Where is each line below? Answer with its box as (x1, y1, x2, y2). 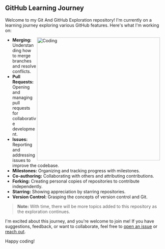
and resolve (12, 63, 36, 69)
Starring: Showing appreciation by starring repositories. (12, 188, 126, 194)
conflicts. (12, 68, 31, 74)
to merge (12, 53, 31, 59)
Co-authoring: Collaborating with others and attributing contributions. (12, 173, 155, 179)
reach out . (5, 228, 26, 234)
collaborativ (12, 115, 36, 121)
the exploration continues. (17, 209, 70, 215)
